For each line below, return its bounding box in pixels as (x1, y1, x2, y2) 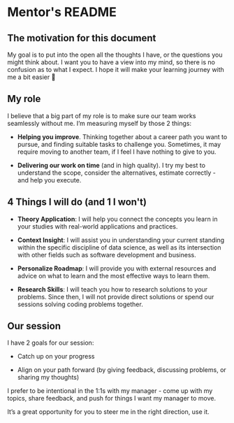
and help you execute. (17, 175, 82, 184)
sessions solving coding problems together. (17, 300, 143, 308)
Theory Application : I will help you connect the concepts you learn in (17, 215, 218, 223)
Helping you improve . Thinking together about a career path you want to (17, 132, 228, 141)
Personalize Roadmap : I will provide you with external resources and (17, 264, 217, 273)
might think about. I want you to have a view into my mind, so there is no (7, 58, 215, 66)
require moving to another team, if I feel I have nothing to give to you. (17, 148, 217, 156)
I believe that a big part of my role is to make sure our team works (7, 111, 196, 120)
